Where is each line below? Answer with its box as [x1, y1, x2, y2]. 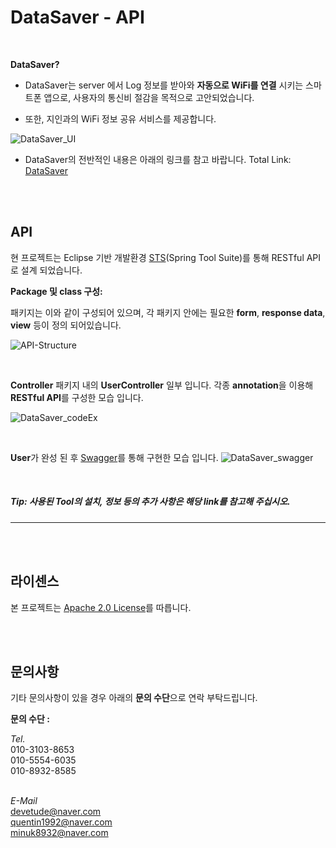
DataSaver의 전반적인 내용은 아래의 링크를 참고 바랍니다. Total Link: [24, 153, 292, 165]
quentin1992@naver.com [10, 816, 113, 828]
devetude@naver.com [10, 806, 102, 818]
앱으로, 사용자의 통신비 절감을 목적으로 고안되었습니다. [43, 91, 255, 103]
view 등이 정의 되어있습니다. [10, 319, 122, 331]
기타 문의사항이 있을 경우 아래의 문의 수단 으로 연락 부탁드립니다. [10, 692, 258, 704]
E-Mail [10, 795, 38, 807]
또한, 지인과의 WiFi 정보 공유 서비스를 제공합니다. [24, 112, 217, 125]
